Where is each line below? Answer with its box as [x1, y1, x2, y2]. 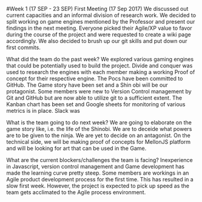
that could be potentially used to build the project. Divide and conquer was [6, 62, 193, 69]
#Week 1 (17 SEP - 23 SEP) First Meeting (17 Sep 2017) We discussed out [6, 5, 189, 12]
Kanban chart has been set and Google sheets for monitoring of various [6, 101, 186, 108]
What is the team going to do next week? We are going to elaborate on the [6, 119, 192, 126]
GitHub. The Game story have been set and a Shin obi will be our [6, 81, 168, 89]
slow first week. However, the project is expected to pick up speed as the [6, 182, 190, 189]
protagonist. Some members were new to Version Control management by [6, 88, 192, 95]
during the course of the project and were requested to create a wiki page [6, 31, 191, 38]
